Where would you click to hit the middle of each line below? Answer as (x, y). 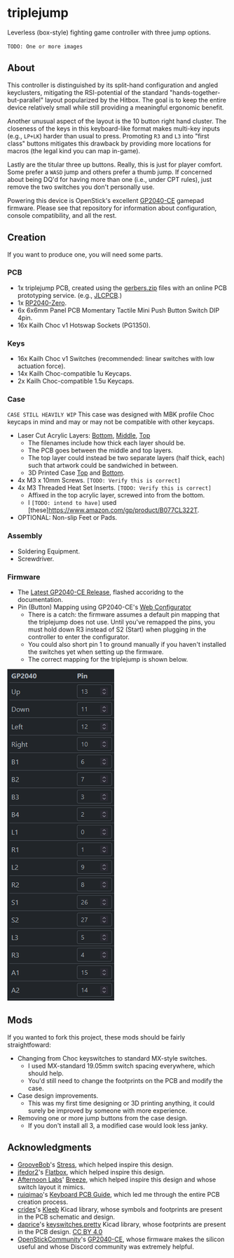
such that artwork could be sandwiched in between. (103, 466)
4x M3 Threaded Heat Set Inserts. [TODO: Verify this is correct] (114, 488)
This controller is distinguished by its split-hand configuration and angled (113, 85)
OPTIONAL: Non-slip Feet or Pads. (67, 518)
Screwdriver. (36, 558)
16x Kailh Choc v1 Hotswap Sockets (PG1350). (84, 325)
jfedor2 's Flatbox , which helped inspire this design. (91, 1172)
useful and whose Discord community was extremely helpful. (106, 1246)
